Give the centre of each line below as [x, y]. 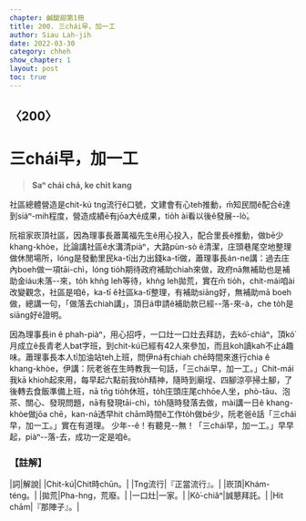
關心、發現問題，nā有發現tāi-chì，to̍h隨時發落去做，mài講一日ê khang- [159, 403]
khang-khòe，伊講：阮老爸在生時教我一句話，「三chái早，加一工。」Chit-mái [152, 369]
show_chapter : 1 [40, 60]
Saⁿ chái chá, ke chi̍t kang [82, 185]
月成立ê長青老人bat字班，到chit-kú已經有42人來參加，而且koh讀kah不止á [148, 346]
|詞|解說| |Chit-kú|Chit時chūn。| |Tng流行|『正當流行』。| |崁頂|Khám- [140, 485]
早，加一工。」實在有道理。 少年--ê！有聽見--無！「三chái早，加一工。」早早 [152, 425]
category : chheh [40, 52]
